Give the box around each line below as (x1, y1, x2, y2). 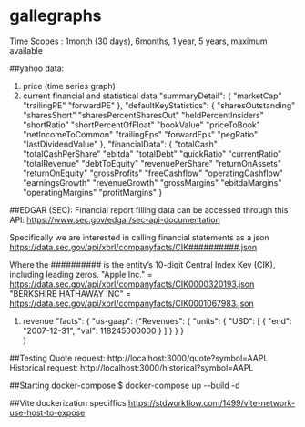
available (9, 45, 44, 56)
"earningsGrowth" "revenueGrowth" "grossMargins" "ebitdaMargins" (22, 177, 282, 188)
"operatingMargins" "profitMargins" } (22, 187, 163, 198)
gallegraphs (9, 5, 102, 26)
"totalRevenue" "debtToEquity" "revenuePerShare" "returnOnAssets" (22, 158, 282, 168)
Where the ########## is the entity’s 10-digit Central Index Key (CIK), (9, 259, 276, 269)
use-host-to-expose (9, 407, 86, 418)
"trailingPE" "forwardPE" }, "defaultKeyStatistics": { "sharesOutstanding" (22, 99, 296, 110)
